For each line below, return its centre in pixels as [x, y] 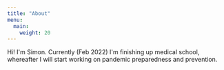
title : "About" [29, 13]
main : [21, 26]
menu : [15, 20]
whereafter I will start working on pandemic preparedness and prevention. [112, 60]
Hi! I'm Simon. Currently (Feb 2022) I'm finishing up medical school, [103, 52]
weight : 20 [35, 33]
